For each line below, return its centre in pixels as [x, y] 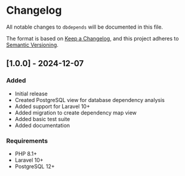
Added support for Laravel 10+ [53, 106]
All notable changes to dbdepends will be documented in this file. [84, 27]
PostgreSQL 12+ [35, 166]
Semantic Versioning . [32, 45]
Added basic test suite [42, 119]
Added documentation [42, 125]
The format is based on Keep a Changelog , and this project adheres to [92, 38]
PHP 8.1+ [26, 153]
